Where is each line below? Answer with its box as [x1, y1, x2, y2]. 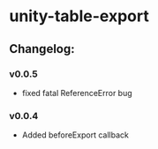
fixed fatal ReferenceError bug [21, 87, 132, 98]
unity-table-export [9, 6, 150, 26]
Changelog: [9, 41, 75, 56]
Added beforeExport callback [21, 130, 130, 140]
